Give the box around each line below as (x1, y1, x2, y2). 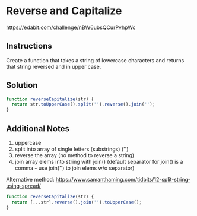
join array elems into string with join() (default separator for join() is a (14, 158, 183, 165)
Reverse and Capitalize (6, 4, 122, 18)
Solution (6, 80, 38, 90)
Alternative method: (6, 176, 55, 183)
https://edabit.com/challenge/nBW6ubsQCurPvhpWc (6, 24, 136, 31)
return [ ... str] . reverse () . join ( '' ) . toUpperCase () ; (11, 199, 142, 205)
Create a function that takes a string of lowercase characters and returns (6, 56, 185, 63)
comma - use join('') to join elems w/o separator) (14, 164, 135, 171)
